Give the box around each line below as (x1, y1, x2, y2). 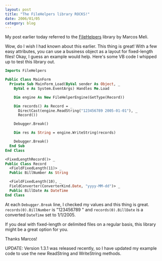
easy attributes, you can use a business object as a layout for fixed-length (5, 49, 153, 54)
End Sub (9, 143, 25, 148)
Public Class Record (5, 161, 47, 166)
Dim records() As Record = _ (14, 104, 73, 108)
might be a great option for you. (5, 226, 69, 232)
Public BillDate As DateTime (9, 188, 68, 193)
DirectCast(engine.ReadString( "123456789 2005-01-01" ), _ (17, 108, 138, 113)
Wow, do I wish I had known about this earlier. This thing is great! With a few (5, 43, 157, 49)
